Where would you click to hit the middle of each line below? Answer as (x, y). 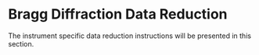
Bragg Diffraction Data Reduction (118, 14)
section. (21, 43)
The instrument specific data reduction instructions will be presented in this (130, 36)
